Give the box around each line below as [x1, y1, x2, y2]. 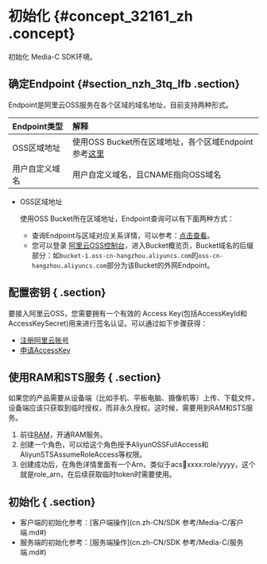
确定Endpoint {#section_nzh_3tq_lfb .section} [8, 77, 241, 91]
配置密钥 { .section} [8, 286, 106, 299]
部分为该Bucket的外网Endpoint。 [106, 260, 215, 270]
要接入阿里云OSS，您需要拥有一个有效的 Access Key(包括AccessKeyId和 [8, 308, 248, 318]
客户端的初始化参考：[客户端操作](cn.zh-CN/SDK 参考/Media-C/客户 [19, 518, 244, 527]
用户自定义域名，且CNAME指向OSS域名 [72, 168, 222, 180]
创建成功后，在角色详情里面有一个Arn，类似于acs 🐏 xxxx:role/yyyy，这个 [19, 460, 256, 469]
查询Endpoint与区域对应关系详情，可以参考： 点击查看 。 [31, 230, 215, 240]
